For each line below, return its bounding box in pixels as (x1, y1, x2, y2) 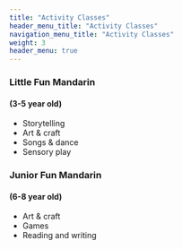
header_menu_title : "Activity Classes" (9, 21, 159, 30)
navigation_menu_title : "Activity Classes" (9, 30, 175, 39)
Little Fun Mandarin (9, 76, 96, 89)
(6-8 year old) (9, 191, 63, 202)
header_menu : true (9, 47, 78, 56)
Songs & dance (22, 137, 79, 148)
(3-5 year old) (9, 98, 63, 108)
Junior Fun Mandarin (9, 169, 102, 182)
